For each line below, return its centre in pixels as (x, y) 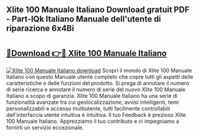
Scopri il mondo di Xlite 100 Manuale (147, 70)
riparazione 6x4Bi (40, 28)
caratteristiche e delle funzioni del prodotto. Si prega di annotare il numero (98, 83)
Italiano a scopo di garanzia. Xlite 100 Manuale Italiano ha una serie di (92, 96)
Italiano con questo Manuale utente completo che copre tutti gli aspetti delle (100, 77)
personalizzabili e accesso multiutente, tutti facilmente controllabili (88, 109)
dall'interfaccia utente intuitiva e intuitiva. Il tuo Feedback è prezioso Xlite (96, 115)
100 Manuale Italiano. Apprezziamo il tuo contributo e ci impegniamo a (93, 121)
